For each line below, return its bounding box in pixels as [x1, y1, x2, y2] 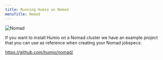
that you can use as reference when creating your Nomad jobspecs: [5, 40, 142, 45]
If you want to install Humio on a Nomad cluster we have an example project [5, 35, 158, 40]
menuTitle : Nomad [5, 12, 41, 17]
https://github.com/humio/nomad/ [5, 49, 74, 55]
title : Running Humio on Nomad [5, 7, 69, 12]
